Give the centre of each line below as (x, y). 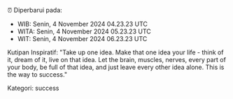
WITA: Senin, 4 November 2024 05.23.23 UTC (84, 31)
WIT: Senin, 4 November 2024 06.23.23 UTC (82, 39)
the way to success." (37, 75)
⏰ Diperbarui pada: (35, 10)
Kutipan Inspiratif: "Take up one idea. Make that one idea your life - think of (115, 52)
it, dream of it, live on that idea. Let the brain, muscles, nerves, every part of (116, 60)
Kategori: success (33, 88)
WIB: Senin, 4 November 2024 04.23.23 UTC (83, 24)
